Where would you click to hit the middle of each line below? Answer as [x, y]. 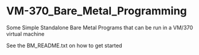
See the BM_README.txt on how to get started [64, 45]
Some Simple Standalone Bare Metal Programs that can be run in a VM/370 [100, 27]
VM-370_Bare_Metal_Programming [96, 11]
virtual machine [26, 33]
